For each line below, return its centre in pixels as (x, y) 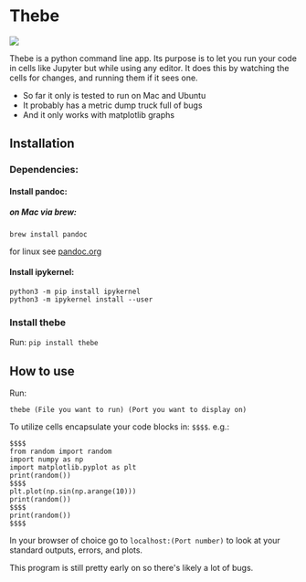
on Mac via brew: (43, 212)
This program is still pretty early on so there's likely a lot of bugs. (132, 568)
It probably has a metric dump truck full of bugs (112, 105)
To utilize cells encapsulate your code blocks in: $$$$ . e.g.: (120, 427)
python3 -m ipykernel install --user (81, 300)
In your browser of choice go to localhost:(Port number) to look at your (145, 541)
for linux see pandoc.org (56, 251)
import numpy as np (47, 460)
